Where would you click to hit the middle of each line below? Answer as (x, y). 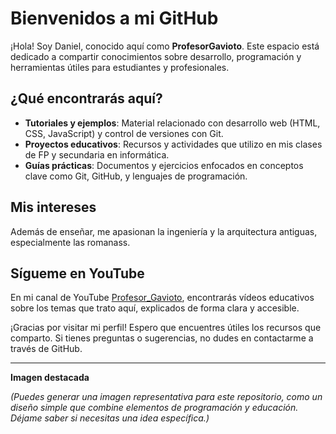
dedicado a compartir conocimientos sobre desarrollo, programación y (156, 56)
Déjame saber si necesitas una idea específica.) (110, 418)
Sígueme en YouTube (77, 273)
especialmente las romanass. (70, 242)
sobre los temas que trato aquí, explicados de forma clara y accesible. (155, 308)
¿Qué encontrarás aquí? (86, 98)
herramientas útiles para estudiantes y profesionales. (120, 67)
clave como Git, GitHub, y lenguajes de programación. (136, 176)
